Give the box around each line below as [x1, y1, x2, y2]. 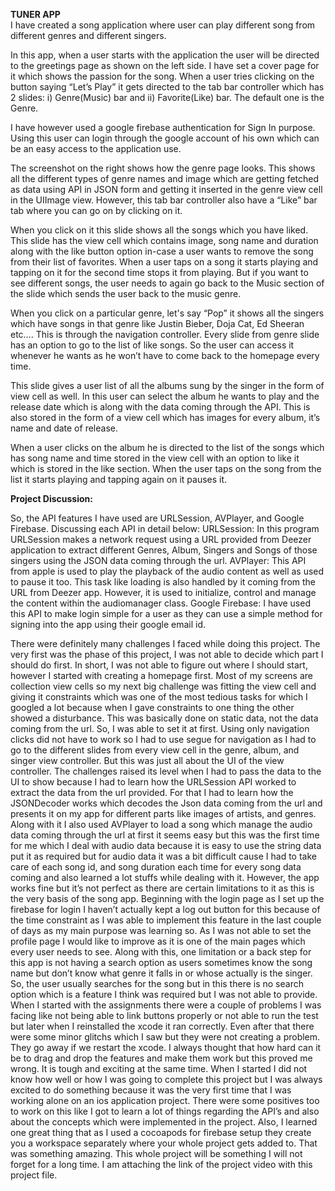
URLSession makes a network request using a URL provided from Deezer [10, 534, 312, 545]
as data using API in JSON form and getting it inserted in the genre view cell [10, 184, 323, 195]
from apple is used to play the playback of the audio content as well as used [10, 565, 325, 577]
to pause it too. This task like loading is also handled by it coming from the [10, 576, 316, 588]
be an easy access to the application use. [10, 143, 182, 154]
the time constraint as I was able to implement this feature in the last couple [10, 914, 322, 926]
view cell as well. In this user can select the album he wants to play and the [10, 390, 320, 402]
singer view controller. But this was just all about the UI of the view [10, 755, 285, 766]
